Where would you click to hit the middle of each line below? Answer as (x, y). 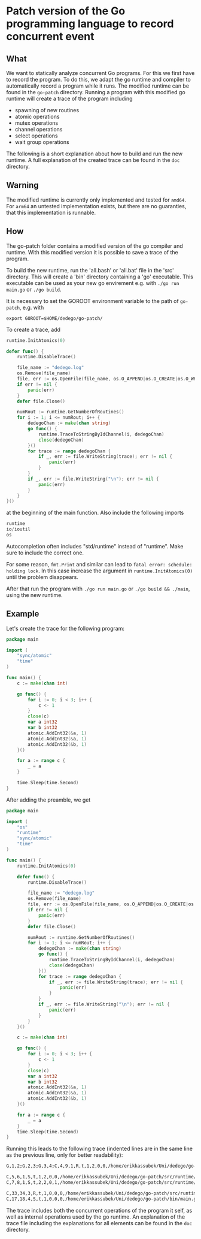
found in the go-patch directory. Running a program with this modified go (96, 92)
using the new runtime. (34, 595)
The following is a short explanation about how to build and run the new (95, 154)
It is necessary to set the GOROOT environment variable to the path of (93, 301)
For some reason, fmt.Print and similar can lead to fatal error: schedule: (99, 564)
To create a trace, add (33, 329)
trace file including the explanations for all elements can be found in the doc (99, 1223)
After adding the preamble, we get (48, 800)
